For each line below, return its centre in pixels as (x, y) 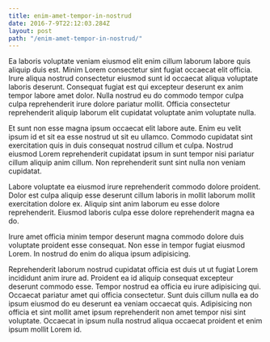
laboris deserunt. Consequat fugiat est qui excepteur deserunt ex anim (126, 87)
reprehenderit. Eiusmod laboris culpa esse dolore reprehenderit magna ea (131, 213)
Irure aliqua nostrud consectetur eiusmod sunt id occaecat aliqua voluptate (133, 78)
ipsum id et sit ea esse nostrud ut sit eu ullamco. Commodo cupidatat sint (131, 137)
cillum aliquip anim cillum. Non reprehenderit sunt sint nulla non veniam (127, 163)
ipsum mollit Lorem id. (45, 329)
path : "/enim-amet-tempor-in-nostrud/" (76, 38)
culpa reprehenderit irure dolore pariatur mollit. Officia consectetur (119, 104)
